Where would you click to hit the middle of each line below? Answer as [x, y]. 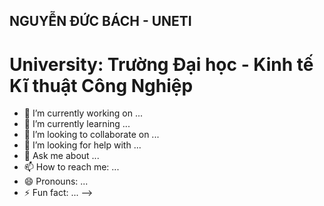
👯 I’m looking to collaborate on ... [91, 135]
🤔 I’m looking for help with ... [82, 145]
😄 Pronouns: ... [56, 181]
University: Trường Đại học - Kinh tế [161, 64]
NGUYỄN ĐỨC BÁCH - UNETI [100, 21]
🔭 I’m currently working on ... [83, 113]
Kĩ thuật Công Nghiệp [101, 85]
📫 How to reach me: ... [71, 167]
